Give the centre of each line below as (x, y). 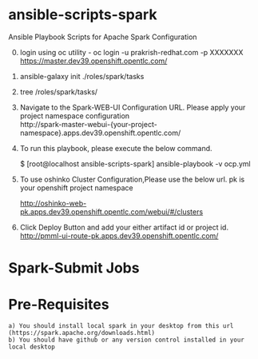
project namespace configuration (75, 116)
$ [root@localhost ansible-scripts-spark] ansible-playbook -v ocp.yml (135, 164)
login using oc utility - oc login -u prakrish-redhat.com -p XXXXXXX (131, 52)
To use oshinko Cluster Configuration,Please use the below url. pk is (132, 179)
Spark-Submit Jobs (74, 268)
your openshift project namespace (76, 187)
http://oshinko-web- (53, 203)
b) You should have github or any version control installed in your (127, 340)
